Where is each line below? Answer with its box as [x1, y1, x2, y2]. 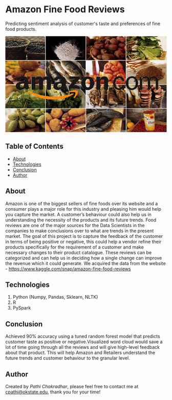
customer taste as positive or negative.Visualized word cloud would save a [5, 339, 163, 345]
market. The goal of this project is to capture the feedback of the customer [5, 233, 163, 239]
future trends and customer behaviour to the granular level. [5, 355, 130, 361]
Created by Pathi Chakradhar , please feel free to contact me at [5, 384, 139, 389]
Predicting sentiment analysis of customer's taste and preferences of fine [5, 20, 160, 27]
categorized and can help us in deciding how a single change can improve [5, 255, 162, 261]
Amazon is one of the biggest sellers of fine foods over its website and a [5, 201, 158, 207]
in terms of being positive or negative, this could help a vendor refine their [5, 238, 162, 245]
